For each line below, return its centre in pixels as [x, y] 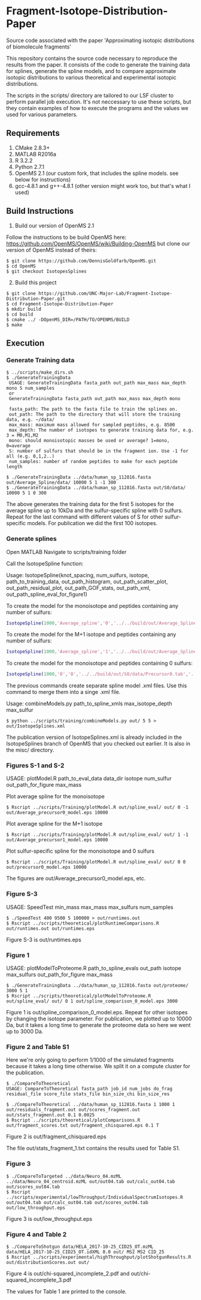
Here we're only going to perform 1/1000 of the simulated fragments [90, 1060]
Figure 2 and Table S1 [38, 1047]
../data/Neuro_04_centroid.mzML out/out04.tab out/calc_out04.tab [91, 1181]
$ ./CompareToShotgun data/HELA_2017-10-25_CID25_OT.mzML [80, 1247]
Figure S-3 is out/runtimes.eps [44, 940]
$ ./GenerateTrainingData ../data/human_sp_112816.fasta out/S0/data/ [96, 488]
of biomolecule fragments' [39, 47]
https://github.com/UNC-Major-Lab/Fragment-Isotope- [105, 293]
